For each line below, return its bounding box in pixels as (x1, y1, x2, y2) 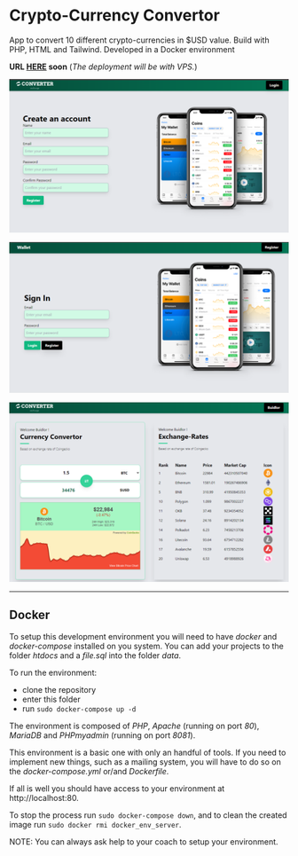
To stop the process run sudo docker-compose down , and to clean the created (9, 809, 287, 821)
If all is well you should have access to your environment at (9, 782, 225, 794)
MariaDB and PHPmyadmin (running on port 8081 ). (9, 729, 196, 741)
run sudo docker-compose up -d (21, 703, 137, 714)
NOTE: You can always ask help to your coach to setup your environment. (9, 836, 278, 847)
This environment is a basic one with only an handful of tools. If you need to (9, 747, 286, 758)
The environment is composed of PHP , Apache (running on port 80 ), (9, 720, 260, 731)
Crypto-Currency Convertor (9, 5, 220, 26)
